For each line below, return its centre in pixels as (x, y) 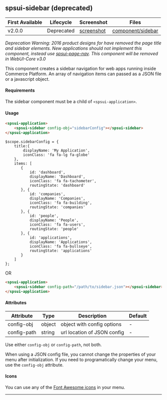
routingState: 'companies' (57, 207)
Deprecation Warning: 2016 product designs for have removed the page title (83, 43)
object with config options (91, 324)
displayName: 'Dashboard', (57, 176)
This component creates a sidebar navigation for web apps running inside (81, 68)
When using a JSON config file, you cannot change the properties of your (81, 354)
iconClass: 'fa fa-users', (57, 224)
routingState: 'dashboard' (57, 185)
